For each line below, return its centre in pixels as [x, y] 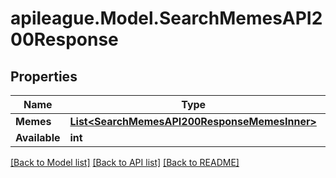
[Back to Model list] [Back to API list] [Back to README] [125, 162]
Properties [44, 76]
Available [38, 137]
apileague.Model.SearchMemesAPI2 [166, 18]
